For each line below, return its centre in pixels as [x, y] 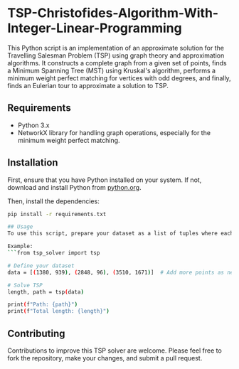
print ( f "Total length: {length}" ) [59, 311]
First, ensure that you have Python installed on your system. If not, [105, 180]
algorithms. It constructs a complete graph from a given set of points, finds [117, 63]
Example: [20, 247]
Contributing [36, 333]
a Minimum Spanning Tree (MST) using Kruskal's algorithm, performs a [111, 70]
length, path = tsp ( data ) [46, 292]
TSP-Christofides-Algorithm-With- [113, 13]
